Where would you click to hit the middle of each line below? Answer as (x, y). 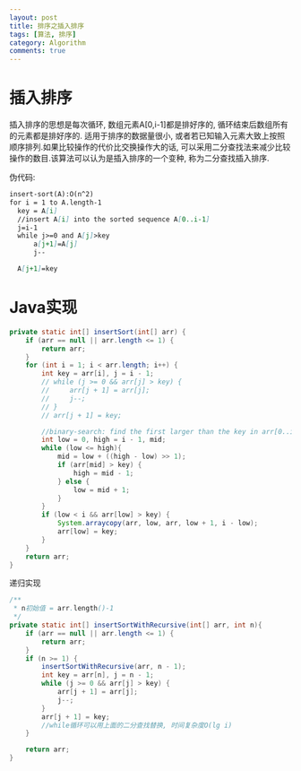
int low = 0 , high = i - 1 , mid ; (104, 440)
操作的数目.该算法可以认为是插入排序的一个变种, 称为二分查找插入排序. (140, 159)
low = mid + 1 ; (101, 489)
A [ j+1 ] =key (38, 269)
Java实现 (43, 308)
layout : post (34, 17)
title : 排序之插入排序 (47, 26)
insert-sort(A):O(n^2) (52, 195)
